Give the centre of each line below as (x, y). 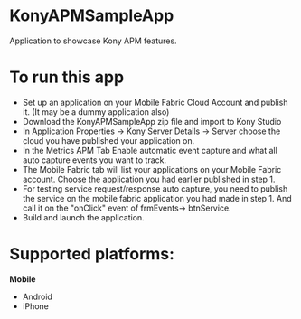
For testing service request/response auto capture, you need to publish (155, 188)
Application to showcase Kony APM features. (94, 41)
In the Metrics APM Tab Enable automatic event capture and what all (150, 150)
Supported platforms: (92, 254)
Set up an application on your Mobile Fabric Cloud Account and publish (155, 102)
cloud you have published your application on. (108, 140)
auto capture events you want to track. (94, 160)
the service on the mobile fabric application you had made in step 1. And (157, 198)
